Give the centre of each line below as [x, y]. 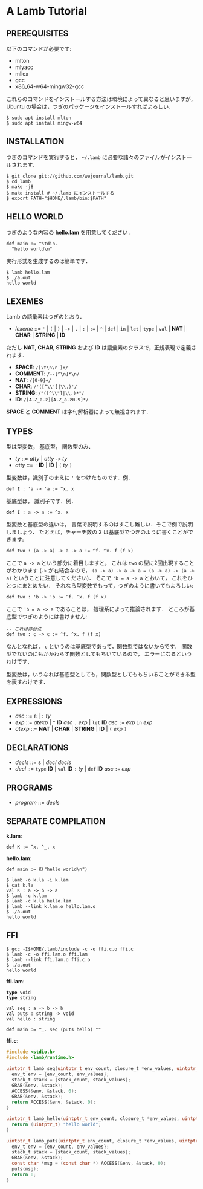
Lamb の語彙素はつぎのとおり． [46, 317]
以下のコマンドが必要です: [39, 49]
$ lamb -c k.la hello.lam [39, 901]
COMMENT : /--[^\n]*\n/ [47, 374]
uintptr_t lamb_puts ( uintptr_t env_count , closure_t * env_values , [92, 1141]
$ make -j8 [20, 186]
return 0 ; [24, 1174]
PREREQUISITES [37, 34]
